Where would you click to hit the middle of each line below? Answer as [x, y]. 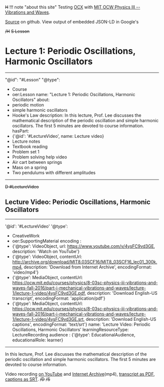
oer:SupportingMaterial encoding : [47, 241]
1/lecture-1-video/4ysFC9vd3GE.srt [48, 319]
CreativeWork [26, 235]
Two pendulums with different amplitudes [54, 172]
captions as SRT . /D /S [28, 379]
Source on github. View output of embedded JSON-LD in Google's [72, 22]
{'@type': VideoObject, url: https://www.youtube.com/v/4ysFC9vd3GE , [83, 246]
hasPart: [20, 131]
